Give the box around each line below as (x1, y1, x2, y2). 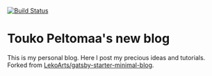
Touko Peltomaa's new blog (7, 31, 170, 46)
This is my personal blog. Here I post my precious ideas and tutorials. (7, 53, 206, 61)
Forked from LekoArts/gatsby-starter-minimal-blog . (7, 61, 154, 69)
